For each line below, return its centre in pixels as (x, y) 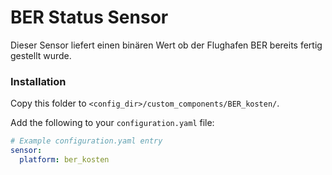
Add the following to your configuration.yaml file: (112, 123)
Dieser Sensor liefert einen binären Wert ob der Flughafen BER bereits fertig (166, 45)
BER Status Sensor (89, 17)
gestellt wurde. (41, 55)
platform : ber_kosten (64, 159)
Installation (38, 81)
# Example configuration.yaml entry (86, 141)
